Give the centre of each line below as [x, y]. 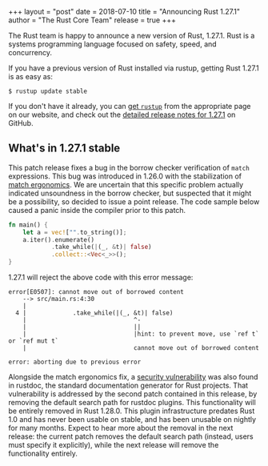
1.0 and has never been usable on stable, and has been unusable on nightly [132, 420]
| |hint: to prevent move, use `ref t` [141, 334]
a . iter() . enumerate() [58, 239]
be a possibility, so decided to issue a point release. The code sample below [134, 201]
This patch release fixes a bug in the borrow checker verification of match [129, 167]
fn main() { [28, 225]
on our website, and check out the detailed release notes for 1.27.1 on [122, 114]
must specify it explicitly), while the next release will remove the [114, 445]
